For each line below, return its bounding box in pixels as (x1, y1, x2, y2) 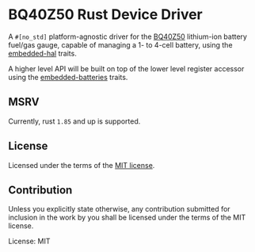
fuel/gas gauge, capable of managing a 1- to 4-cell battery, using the (8, 40, 233, 49)
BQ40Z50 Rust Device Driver (8, 6, 204, 24)
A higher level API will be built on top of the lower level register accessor (8, 63, 245, 73)
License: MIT (8, 236, 51, 246)
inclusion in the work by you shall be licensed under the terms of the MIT (8, 212, 246, 223)
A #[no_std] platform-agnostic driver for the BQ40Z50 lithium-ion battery (8, 32, 248, 41)
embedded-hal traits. (8, 48, 77, 58)
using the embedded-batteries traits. (8, 72, 128, 82)
